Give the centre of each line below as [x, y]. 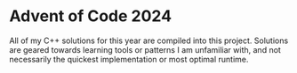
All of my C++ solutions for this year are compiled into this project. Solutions [149, 40]
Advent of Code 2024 [90, 16]
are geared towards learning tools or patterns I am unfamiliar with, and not [145, 49]
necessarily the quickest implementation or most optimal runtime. [129, 59]
